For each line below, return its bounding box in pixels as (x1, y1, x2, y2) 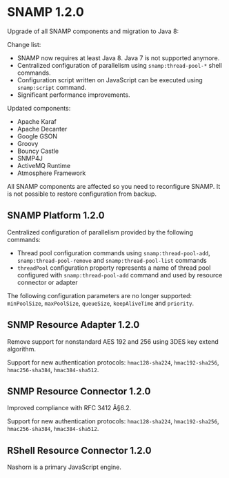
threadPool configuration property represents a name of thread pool (17, 264, 211, 272)
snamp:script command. (17, 83, 87, 91)
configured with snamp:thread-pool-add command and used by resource (17, 270, 223, 279)
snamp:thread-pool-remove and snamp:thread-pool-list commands (17, 256, 207, 264)
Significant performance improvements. (17, 91, 130, 99)
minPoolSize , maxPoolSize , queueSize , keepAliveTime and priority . (7, 299, 195, 307)
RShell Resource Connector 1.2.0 (7, 444, 152, 457)
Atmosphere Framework (17, 169, 86, 177)
